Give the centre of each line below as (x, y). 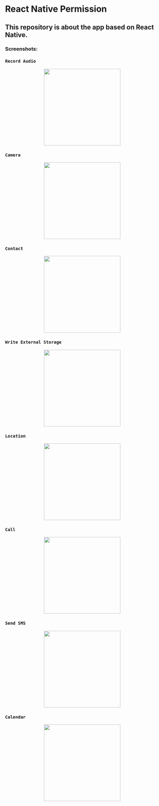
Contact (14, 249)
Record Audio (21, 61)
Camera (13, 155)
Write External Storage (34, 342)
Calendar (15, 717)
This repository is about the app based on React (79, 27)
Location (15, 436)
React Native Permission (56, 9)
